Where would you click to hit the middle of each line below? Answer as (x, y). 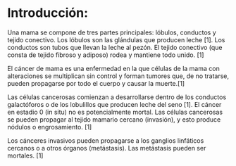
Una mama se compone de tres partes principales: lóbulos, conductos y (112, 32)
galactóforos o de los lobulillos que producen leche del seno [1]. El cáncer (114, 104)
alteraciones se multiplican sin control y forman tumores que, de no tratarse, (118, 76)
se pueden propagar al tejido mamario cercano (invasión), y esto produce (114, 119)
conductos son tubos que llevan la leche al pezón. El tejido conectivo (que (115, 47)
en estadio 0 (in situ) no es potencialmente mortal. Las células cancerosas (115, 112)
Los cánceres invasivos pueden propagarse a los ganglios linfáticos (106, 140)
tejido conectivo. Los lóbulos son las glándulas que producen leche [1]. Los (116, 39)
